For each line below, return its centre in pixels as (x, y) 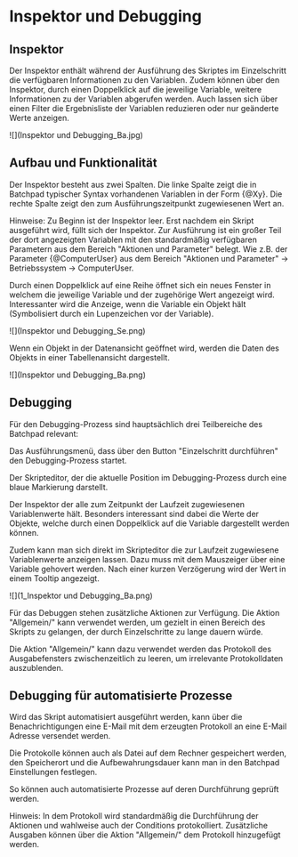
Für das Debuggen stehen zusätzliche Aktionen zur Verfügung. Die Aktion (145, 612)
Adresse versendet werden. (60, 736)
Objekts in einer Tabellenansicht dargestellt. (90, 357)
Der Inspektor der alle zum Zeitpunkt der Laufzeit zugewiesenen (127, 504)
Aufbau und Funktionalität (83, 163)
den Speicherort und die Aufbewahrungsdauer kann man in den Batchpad (145, 763)
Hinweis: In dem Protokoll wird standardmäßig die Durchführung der (134, 816)
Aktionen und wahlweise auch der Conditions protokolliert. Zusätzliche (139, 826)
